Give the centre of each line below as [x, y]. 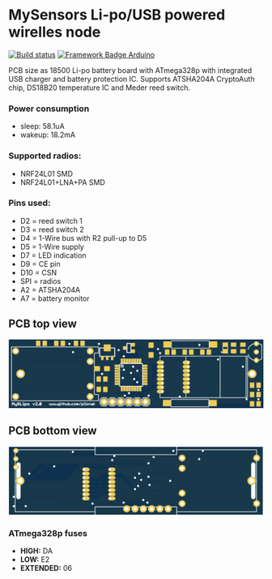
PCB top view [42, 324]
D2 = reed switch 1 [51, 221]
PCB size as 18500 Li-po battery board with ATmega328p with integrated [130, 70]
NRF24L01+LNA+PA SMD [62, 182]
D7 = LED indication [53, 255]
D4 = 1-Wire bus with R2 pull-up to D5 [83, 238]
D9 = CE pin [40, 264]
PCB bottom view [53, 431]
